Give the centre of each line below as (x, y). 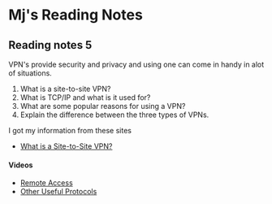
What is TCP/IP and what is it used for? (85, 98)
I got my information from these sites (70, 130)
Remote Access (46, 183)
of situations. (30, 73)
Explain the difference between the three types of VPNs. (114, 115)
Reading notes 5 (50, 45)
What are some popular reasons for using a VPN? (103, 106)
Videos (21, 165)
